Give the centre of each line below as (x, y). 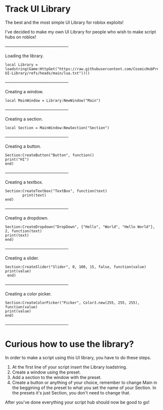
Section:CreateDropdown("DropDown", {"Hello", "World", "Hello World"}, (80, 227)
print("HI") (17, 159)
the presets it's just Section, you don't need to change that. (71, 393)
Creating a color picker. (28, 294)
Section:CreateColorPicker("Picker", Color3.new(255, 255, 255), (72, 303)
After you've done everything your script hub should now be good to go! (77, 402)
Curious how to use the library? (70, 344)
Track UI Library (38, 9)
